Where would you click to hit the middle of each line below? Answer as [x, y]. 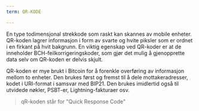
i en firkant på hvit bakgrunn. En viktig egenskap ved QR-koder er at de [94, 47]
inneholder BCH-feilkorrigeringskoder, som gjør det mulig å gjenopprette [96, 53]
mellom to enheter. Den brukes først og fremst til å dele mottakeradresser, [97, 77]
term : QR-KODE [24, 12]
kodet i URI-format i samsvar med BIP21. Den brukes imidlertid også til [93, 84]
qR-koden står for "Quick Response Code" [73, 101]
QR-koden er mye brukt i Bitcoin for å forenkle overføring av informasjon [95, 71]
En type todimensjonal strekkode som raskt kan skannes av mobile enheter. [99, 34]
